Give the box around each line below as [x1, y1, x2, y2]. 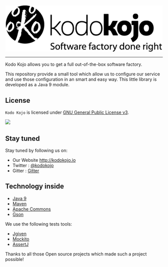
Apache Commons [12, 206, 51, 212]
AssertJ [12, 241, 29, 247]
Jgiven [12, 231, 26, 237]
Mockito [12, 236, 29, 242]
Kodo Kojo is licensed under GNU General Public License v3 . [5, 109, 129, 115]
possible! [5, 256, 24, 262]
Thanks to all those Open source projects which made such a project [5, 251, 147, 257]
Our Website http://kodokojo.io [12, 157, 76, 163]
